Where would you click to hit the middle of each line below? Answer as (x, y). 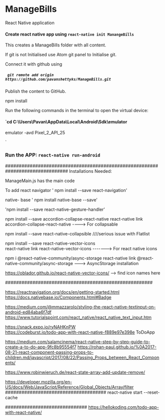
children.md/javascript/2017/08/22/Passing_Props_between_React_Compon (82, 357)
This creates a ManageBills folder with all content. (56, 45)
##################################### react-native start (74, 392)
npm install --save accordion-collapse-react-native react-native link (74, 219)
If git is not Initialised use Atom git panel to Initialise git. (61, 55)
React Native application (30, 23)
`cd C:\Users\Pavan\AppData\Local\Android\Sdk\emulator (66, 121)
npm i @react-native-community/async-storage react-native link (71, 258)
